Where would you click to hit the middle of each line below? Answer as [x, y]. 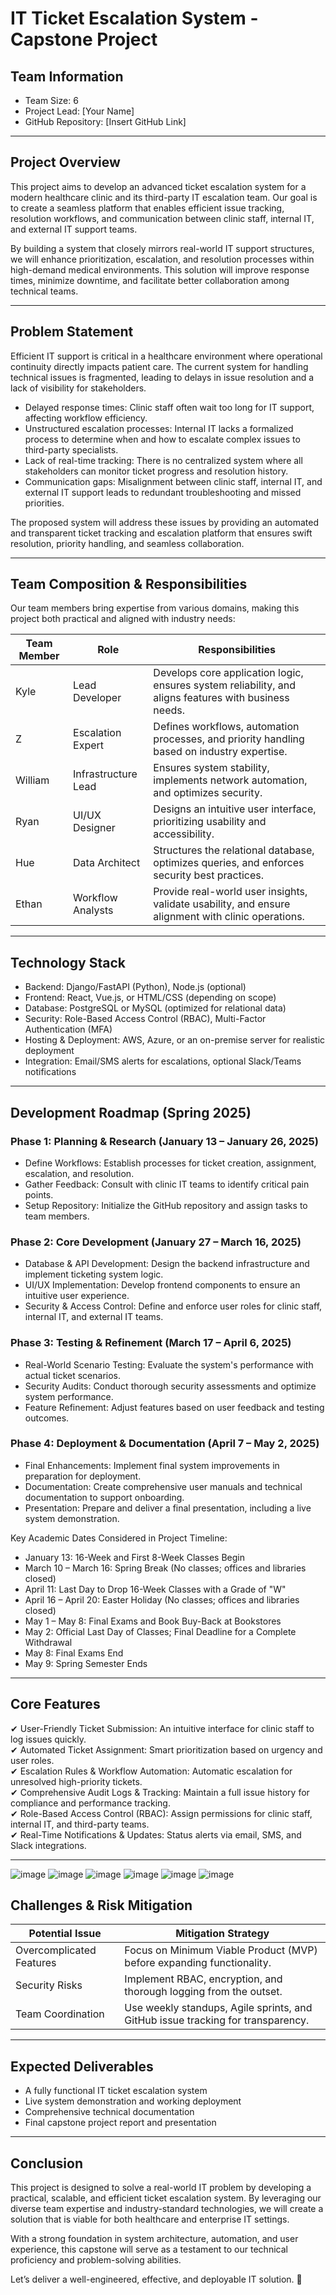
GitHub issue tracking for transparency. [217, 2020]
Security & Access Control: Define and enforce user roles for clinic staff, [173, 1306]
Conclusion [47, 2163]
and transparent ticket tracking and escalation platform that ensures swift [161, 533]
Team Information [67, 76]
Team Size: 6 [51, 100]
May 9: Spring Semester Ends [86, 1663]
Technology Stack [68, 962]
